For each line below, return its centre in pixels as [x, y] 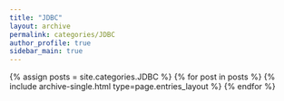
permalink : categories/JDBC [63, 34]
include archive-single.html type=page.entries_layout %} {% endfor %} [142, 87]
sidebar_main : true [46, 51]
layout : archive [40, 26]
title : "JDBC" [36, 18]
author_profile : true [50, 43]
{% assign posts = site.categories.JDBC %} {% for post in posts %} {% [142, 77]
